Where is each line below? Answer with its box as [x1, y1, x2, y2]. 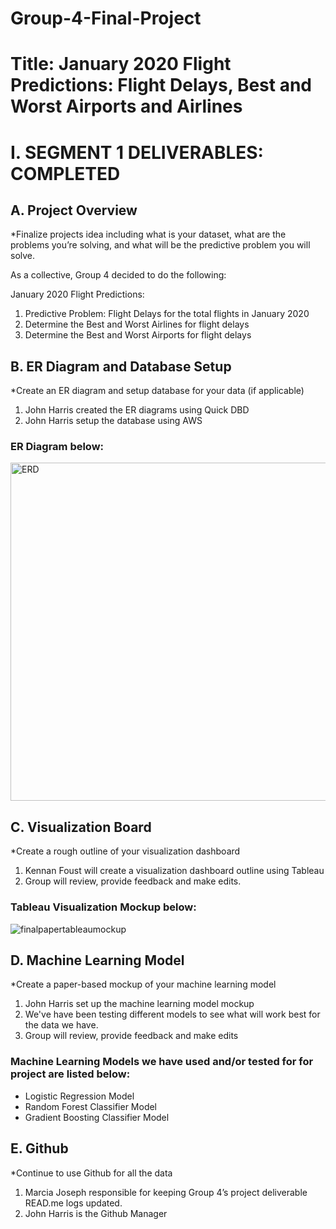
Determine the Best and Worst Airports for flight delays [24, 329, 252, 341]
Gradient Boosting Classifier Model [24, 1111, 170, 1123]
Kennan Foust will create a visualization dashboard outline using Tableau [24, 865, 325, 877]
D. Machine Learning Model [10, 952, 185, 969]
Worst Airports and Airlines [10, 95, 243, 118]
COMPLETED [10, 162, 121, 185]
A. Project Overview [10, 202, 138, 219]
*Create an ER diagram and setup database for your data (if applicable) [10, 385, 305, 397]
